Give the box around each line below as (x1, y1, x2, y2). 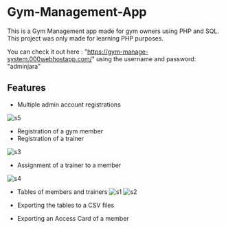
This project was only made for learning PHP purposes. (7, 34, 163, 42)
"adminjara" (7, 62, 41, 70)
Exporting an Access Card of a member (16, 214, 129, 222)
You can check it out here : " (7, 47, 88, 56)
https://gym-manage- (87, 47, 149, 56)
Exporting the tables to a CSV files (16, 201, 115, 209)
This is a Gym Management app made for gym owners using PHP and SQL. (7, 27, 220, 35)
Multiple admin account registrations (16, 100, 122, 109)
